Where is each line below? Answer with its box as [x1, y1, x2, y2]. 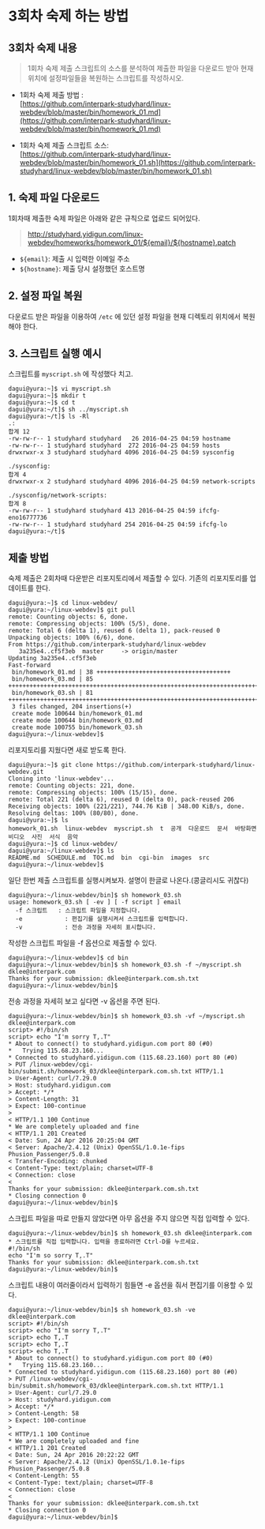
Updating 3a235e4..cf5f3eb [8, 655, 97, 663]
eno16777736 [8, 514, 47, 522]
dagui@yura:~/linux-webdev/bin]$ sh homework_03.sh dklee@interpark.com [8, 1230, 252, 1238]
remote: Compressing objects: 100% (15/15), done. [8, 789, 178, 797]
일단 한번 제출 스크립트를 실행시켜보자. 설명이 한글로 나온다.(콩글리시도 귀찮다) [8, 876, 249, 885]
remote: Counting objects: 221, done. [8, 782, 136, 790]
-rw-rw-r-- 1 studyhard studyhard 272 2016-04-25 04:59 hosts [8, 441, 221, 450]
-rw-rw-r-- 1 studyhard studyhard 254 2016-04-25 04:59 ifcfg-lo [8, 520, 227, 529]
